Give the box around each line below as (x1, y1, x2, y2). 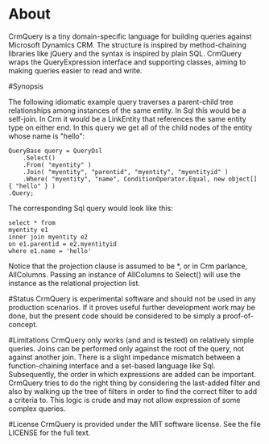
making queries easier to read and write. (8, 65, 143, 75)
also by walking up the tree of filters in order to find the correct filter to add (8, 386, 258, 396)
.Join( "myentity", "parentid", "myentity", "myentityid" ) (23, 168, 229, 176)
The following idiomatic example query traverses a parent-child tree (8, 97, 234, 106)
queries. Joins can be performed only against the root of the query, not (8, 343, 244, 353)
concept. (8, 319, 39, 329)
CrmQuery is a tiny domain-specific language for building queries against (8, 31, 252, 41)
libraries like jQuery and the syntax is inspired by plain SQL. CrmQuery (8, 48, 242, 58)
